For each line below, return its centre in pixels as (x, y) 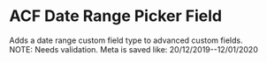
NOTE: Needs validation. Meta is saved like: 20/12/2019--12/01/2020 (133, 49)
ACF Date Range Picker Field (116, 16)
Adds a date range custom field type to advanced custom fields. (126, 40)
